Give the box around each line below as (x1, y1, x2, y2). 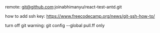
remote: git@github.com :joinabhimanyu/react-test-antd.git (5, 4, 122, 10)
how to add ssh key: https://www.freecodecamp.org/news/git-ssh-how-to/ (5, 13, 155, 19)
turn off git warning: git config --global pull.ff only (5, 22, 105, 28)
